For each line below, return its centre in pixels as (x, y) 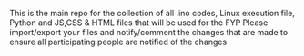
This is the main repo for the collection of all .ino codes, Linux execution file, (152, 13)
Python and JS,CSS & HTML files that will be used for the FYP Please (139, 23)
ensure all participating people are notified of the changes (118, 42)
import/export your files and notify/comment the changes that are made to (149, 32)
